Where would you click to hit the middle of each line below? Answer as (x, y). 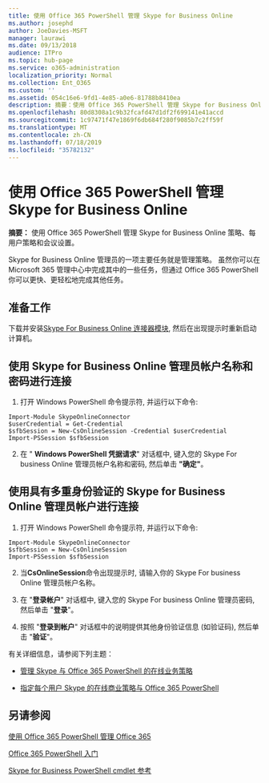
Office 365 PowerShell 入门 (53, 753)
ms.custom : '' (32, 90)
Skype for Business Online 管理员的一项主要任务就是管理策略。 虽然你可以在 (134, 260)
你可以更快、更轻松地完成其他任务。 (68, 280)
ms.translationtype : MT (48, 127)
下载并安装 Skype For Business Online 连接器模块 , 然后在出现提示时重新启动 (133, 329)
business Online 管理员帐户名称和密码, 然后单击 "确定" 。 (114, 464)
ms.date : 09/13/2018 (43, 46)
